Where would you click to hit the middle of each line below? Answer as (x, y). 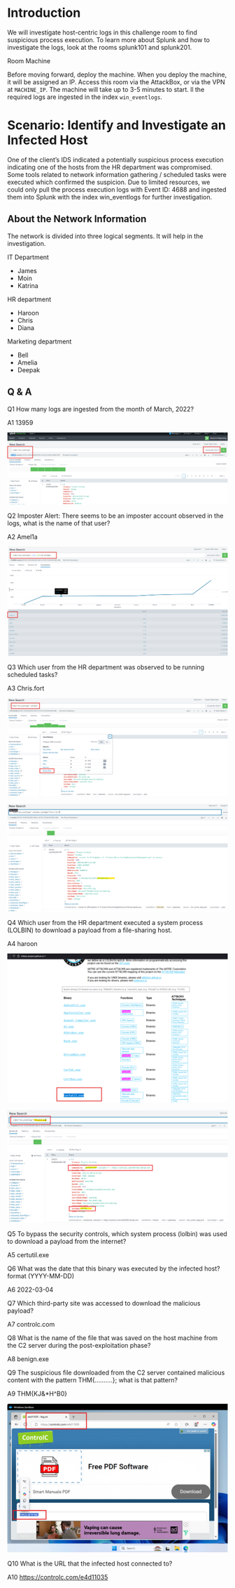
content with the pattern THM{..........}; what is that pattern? (93, 1380)
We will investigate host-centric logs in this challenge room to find (102, 32)
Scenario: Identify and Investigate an (116, 125)
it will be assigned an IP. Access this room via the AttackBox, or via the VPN (116, 81)
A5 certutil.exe (28, 1255)
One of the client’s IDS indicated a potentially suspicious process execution (115, 159)
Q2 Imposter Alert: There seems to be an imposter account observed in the (115, 516)
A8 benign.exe (28, 1359)
